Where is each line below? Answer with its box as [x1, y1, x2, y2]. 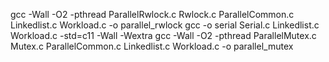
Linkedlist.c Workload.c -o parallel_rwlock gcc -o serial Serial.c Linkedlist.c [10, 19, 320, 31]
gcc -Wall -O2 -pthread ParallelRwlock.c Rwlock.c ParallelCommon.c [10, 9, 295, 20]
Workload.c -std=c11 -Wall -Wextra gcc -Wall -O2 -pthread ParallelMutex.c [10, 30, 317, 41]
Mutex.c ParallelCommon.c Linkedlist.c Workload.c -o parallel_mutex [10, 40, 294, 52]
